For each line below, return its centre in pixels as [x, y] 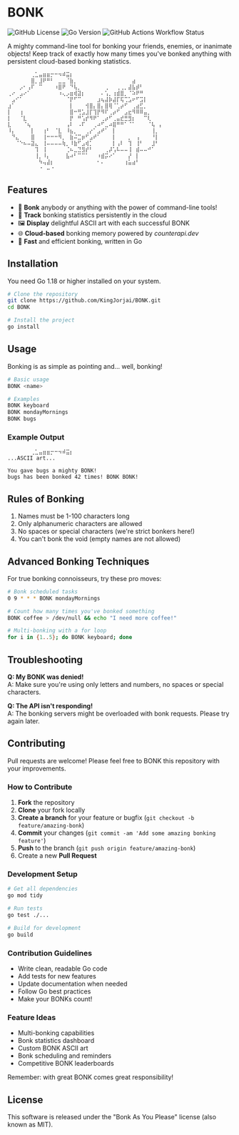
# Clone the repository [43, 294]
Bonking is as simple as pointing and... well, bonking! [85, 366]
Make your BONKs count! [55, 998]
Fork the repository [46, 803]
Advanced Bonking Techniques [78, 561]
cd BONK [19, 307]
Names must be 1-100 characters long [73, 516]
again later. [24, 721]
